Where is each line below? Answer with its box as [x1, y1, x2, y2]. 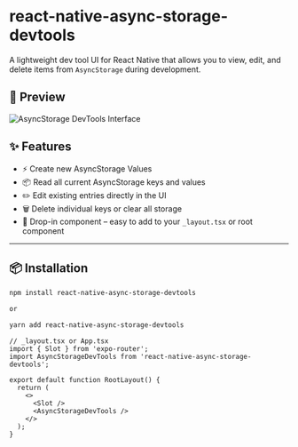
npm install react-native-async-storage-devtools [9, 289, 197, 298]
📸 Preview [9, 90, 66, 105]
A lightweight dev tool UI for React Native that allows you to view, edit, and [9, 54, 281, 65]
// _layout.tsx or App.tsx [9, 337, 109, 346]
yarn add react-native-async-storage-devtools [9, 321, 184, 330]
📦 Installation [9, 260, 89, 275]
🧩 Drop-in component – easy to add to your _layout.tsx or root [21, 216, 253, 227]
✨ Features [9, 140, 72, 155]
